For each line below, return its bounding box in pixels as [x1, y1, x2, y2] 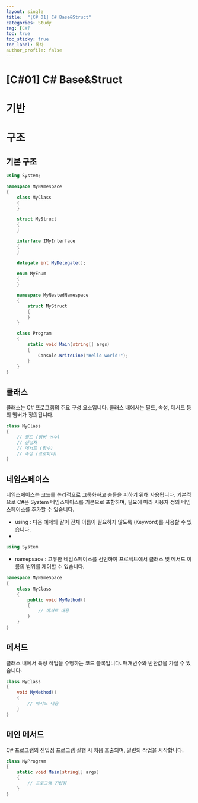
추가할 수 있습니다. [31, 506, 75, 513]
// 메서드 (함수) [17, 445, 53, 451]
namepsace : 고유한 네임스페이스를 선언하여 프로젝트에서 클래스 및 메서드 [14, 556, 186, 563]
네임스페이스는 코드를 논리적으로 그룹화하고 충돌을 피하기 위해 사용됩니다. [6, 491, 176, 499]
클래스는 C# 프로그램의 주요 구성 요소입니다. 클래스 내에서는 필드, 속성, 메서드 [6, 404, 186, 411]
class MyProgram [6, 758, 46, 764]
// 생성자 [17, 440, 37, 446]
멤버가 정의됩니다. [12, 411, 54, 418]
